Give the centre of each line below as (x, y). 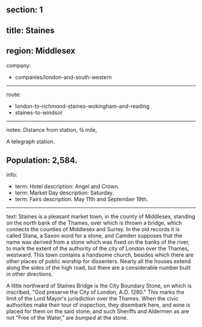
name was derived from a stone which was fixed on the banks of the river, (98, 242)
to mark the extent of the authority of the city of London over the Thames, (98, 249)
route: (14, 94)
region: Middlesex (41, 51)
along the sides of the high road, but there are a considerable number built (99, 268)
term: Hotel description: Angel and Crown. (67, 187)
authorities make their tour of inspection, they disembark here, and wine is (98, 305)
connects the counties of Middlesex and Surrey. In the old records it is (93, 229)
